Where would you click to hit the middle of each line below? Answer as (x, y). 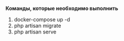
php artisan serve (35, 32)
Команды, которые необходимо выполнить (62, 8)
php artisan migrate (37, 26)
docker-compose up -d (42, 19)
